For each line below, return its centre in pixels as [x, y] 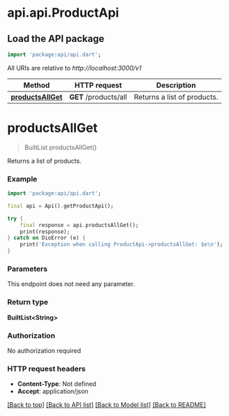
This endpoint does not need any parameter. [71, 284]
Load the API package [56, 39]
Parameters [27, 269]
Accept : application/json [53, 392]
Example [22, 179]
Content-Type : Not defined [57, 384]
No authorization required [44, 351]
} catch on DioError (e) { [46, 238]
